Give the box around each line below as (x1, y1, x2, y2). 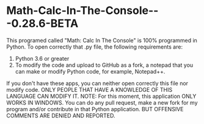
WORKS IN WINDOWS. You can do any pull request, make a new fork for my (6, 98, 198, 106)
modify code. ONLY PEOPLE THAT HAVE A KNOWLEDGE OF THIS (6, 86, 173, 93)
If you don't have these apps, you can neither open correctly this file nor (6, 80, 188, 87)
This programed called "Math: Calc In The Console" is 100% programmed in (6, 36, 197, 44)
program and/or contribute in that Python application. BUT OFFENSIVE (6, 105, 184, 112)
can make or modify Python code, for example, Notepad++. (15, 67, 166, 75)
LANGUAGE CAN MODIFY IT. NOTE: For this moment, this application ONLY (6, 92, 197, 100)
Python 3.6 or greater (15, 55, 70, 62)
